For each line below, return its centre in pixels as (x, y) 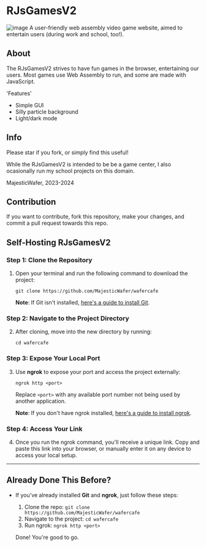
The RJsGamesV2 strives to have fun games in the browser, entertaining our (103, 68)
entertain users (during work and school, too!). (65, 34)
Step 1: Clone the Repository (49, 260)
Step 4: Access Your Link (44, 429)
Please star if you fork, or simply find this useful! (67, 152)
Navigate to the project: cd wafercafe (71, 519)
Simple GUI (29, 105)
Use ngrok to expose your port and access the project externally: (98, 371)
